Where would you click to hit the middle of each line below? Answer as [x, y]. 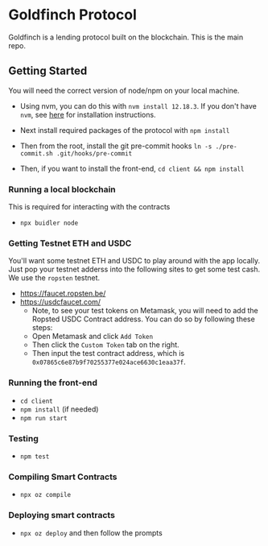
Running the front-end [53, 383]
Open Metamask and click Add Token [93, 337]
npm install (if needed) [59, 409]
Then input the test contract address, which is [108, 354]
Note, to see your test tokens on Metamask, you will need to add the [145, 311]
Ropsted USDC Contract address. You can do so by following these [143, 319]
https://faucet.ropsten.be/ [63, 294]
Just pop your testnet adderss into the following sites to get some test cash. [134, 269]
